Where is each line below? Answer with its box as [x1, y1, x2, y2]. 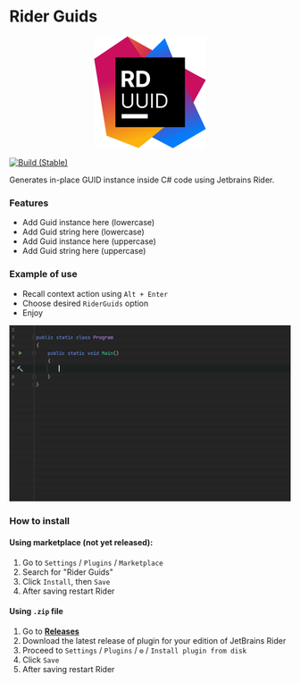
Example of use [9, 268, 78, 281]
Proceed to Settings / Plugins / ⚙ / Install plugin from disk [21, 645, 247, 655]
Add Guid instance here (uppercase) [21, 236, 156, 247]
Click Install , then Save [21, 576, 111, 586]
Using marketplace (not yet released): [9, 537, 154, 548]
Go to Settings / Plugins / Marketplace [21, 557, 163, 568]
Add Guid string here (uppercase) [21, 246, 146, 257]
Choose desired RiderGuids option [21, 298, 149, 308]
